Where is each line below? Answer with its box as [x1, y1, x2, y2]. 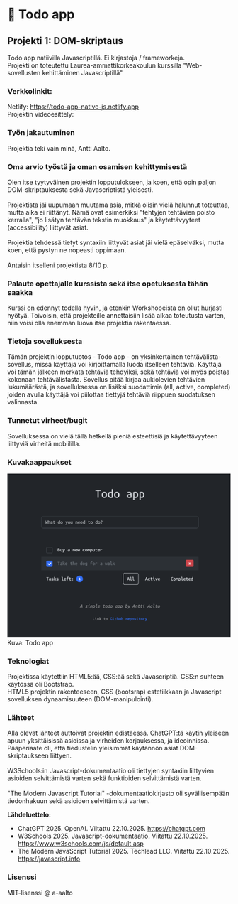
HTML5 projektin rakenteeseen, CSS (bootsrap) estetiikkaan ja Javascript [7, 687, 222, 696]
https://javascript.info [17, 854, 81, 863]
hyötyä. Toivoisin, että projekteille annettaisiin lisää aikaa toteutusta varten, [7, 311, 226, 320]
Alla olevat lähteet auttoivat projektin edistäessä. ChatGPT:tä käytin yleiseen [7, 728, 229, 738]
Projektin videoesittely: [7, 110, 74, 119]
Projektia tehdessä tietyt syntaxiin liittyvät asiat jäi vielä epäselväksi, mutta [7, 238, 225, 247]
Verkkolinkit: [7, 86, 52, 96]
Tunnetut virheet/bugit [7, 416, 88, 426]
